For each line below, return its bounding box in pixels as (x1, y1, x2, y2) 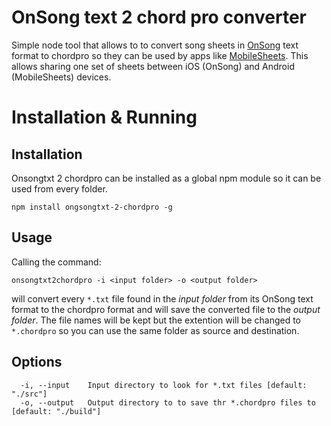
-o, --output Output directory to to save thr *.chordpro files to (20, 397, 316, 408)
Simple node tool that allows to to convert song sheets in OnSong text (11, 39, 299, 51)
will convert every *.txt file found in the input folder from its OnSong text (11, 292, 314, 305)
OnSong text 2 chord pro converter (11, 6, 307, 29)
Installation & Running (11, 106, 198, 129)
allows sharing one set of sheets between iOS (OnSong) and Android (11, 60, 295, 72)
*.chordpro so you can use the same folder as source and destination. (11, 324, 300, 336)
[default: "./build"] (11, 406, 102, 416)
